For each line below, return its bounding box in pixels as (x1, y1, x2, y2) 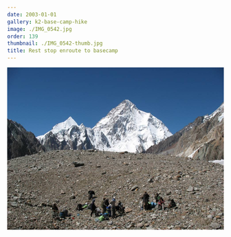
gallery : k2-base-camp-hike (7, 18, 88, 25)
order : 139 (7, 33, 38, 40)
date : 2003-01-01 (7, 11, 57, 18)
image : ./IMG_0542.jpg (7, 25, 72, 32)
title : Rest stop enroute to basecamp (7, 47, 118, 54)
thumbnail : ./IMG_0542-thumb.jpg (7, 40, 103, 47)
